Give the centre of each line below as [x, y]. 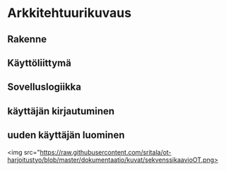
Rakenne [27, 39]
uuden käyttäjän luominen [66, 135]
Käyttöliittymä [40, 63]
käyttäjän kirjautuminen [61, 111]
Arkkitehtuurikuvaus [70, 13]
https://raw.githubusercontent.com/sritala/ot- [106, 152]
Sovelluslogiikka [44, 87]
